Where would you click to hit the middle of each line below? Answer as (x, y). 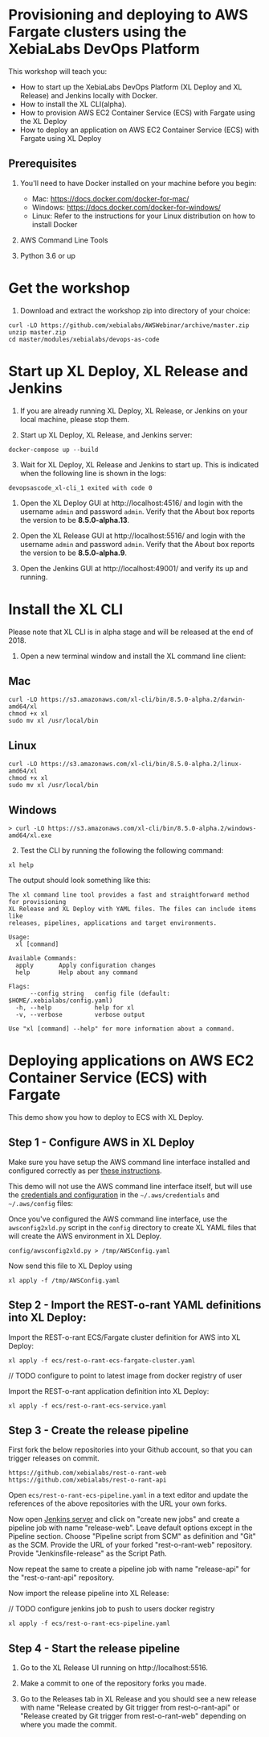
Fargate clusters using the (98, 32)
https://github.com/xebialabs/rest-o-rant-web (88, 1473)
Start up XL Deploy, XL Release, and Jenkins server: (106, 435)
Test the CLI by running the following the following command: (122, 850)
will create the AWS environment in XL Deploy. (85, 1236)
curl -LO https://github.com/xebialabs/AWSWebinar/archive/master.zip (129, 325)
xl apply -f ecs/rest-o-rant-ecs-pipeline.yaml (90, 1624)
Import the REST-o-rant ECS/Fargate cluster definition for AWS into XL (124, 1337)
